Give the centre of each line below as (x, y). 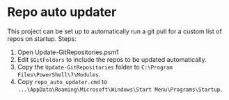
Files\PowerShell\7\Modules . (59, 74)
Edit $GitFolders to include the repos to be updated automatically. (112, 59)
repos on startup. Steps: (42, 38)
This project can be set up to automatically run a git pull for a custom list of (115, 31)
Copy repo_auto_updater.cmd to (62, 81)
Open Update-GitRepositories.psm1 (68, 52)
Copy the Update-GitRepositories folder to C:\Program (95, 67)
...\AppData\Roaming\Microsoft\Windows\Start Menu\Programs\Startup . (120, 89)
